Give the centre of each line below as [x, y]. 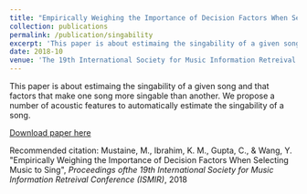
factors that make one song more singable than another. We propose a [143, 96]
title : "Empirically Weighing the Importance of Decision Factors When [148, 18]
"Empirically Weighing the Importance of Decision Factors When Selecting [149, 160]
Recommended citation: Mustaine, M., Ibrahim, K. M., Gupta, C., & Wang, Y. [151, 150]
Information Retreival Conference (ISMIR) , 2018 [98, 179]
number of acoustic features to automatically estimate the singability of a [147, 105]
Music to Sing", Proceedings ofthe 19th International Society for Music [142, 170]
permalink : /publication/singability [81, 35]
